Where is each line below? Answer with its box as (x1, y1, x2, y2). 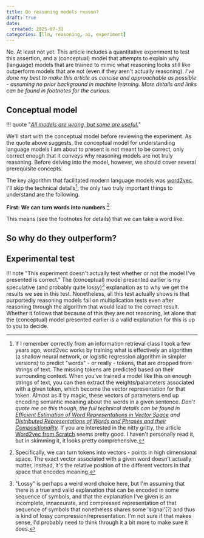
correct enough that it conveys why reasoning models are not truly (6, 152, 173, 159)
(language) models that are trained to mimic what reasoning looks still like (6, 61, 191, 69)
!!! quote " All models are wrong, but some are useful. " (6, 121, 141, 128)
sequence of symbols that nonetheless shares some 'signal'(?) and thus (15, 506, 195, 513)
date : (6, 20, 20, 26)
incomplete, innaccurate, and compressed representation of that (15, 500, 177, 507)
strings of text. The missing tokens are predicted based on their (15, 366, 174, 373)
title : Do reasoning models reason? (6, 9, 99, 15)
